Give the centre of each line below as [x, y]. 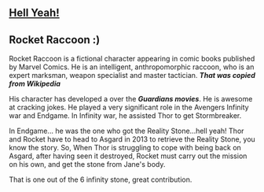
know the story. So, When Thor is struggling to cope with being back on [125, 148]
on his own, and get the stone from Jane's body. [87, 164]
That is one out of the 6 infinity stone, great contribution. [101, 179]
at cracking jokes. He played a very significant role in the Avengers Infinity [129, 107]
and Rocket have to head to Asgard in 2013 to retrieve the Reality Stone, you [132, 139]
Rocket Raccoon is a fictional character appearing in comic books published [132, 59]
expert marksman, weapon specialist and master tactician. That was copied [132, 76]
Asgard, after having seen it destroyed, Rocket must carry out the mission [128, 156]
